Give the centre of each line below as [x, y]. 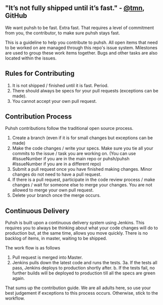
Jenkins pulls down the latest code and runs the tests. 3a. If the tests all [85, 263]
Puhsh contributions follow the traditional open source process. [69, 128]
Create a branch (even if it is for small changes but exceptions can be [82, 138]
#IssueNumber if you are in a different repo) [57, 164]
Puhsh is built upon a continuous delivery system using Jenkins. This [75, 223]
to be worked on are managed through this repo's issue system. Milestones [81, 47]
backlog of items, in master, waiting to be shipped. [56, 239]
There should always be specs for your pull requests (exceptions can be [85, 91]
